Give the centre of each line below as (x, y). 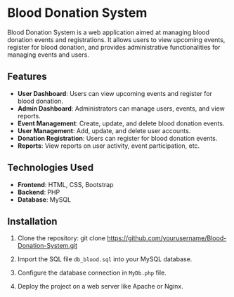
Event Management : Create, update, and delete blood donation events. (121, 123)
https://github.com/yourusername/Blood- (167, 238)
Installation (32, 221)
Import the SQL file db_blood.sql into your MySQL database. (105, 259)
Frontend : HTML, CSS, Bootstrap (65, 184)
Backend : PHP (39, 192)
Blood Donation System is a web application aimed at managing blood (108, 32)
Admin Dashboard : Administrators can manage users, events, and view (121, 108)
